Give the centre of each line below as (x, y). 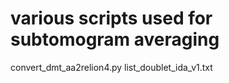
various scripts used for (111, 18)
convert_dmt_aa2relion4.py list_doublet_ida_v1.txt (111, 67)
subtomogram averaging (115, 39)
